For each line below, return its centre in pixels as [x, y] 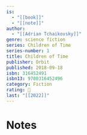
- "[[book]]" [28, 17]
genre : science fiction [36, 40]
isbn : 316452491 [26, 73]
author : [16, 28]
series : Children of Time [38, 46]
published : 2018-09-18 [34, 67]
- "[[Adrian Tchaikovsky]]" [47, 34]
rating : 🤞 [19, 90]
